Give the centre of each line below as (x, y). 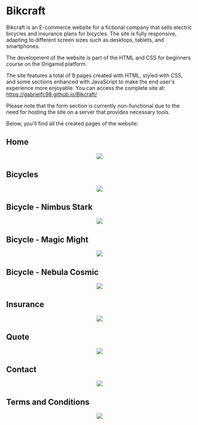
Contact (21, 370)
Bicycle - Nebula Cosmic (52, 272)
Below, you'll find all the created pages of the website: (72, 123)
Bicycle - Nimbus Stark (49, 207)
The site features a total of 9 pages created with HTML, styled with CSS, (95, 75)
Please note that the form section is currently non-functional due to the (93, 105)
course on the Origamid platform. (47, 64)
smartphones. (23, 46)
